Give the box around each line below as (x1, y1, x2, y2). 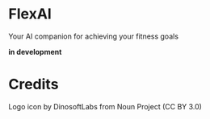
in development (8, 47, 62, 56)
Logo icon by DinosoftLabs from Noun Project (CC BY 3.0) (8, 101, 202, 111)
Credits (8, 76, 59, 93)
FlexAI (8, 5, 52, 23)
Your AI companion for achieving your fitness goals (8, 31, 179, 41)
